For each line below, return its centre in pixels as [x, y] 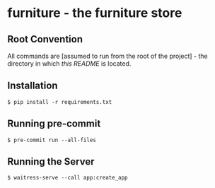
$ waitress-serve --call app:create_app [68, 178]
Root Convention [45, 39]
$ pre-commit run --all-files [52, 140]
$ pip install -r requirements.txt [60, 102]
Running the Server [51, 161]
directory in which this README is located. [69, 64]
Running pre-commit [54, 124]
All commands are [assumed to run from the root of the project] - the [107, 56]
